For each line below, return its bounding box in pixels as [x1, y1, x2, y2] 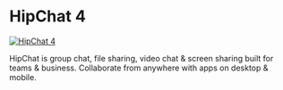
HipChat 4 [9, 6, 87, 27]
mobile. [9, 71, 38, 82]
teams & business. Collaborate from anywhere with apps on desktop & [9, 62, 269, 73]
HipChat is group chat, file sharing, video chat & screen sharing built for [9, 53, 274, 63]
